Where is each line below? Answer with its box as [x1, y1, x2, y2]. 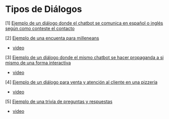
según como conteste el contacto [5, 25, 75, 31]
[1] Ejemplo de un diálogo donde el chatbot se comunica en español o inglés [5, 20, 163, 26]
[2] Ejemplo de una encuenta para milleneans [5, 35, 100, 41]
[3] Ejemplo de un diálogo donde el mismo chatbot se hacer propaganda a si [5, 54, 164, 60]
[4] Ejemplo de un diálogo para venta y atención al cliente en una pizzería [5, 79, 157, 85]
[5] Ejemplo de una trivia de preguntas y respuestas [5, 98, 113, 104]
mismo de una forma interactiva [5, 59, 71, 65]
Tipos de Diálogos [5, 3, 82, 15]
